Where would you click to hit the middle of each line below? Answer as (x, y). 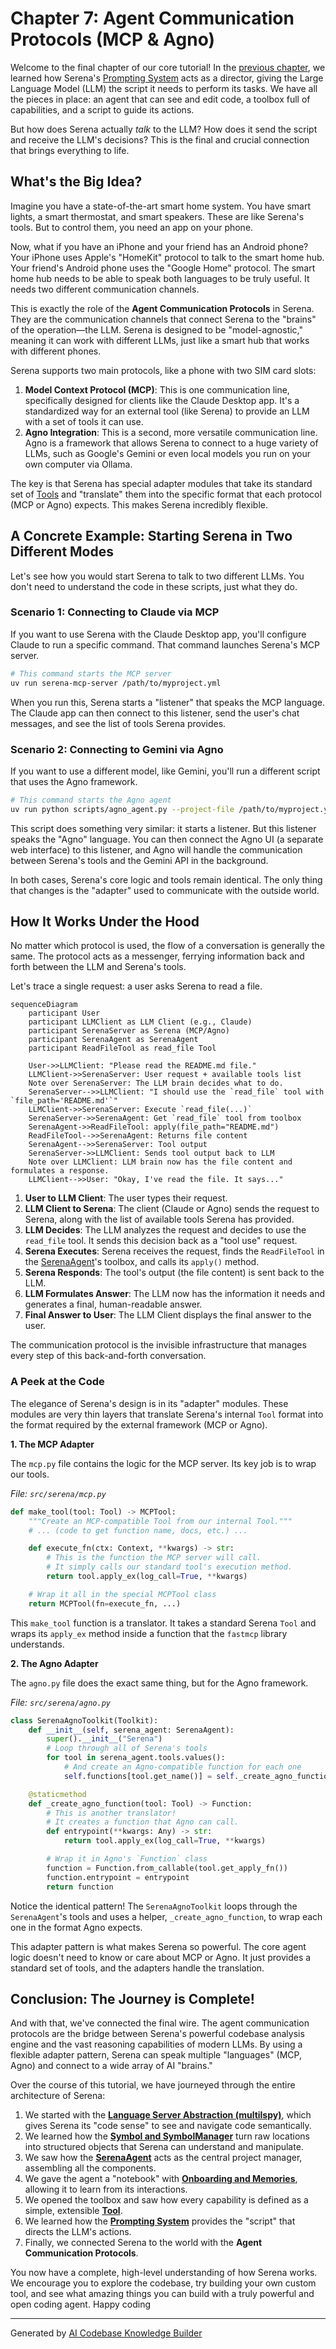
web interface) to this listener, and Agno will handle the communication (156, 849)
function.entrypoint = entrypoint (118, 1877)
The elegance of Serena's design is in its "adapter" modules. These (149, 1403)
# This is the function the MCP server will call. (154, 1558)
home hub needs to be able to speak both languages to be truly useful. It (160, 278)
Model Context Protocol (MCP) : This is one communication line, (157, 389)
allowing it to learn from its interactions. (106, 2189)
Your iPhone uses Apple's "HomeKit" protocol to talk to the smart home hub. (167, 257)
